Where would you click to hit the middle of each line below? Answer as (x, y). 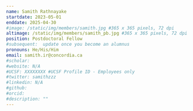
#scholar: (18, 60)
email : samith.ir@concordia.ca (44, 55)
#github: (17, 88)
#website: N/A (23, 66)
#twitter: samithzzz (31, 77)
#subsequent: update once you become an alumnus (68, 45)
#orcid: (16, 93)
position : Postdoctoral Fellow (44, 39)
